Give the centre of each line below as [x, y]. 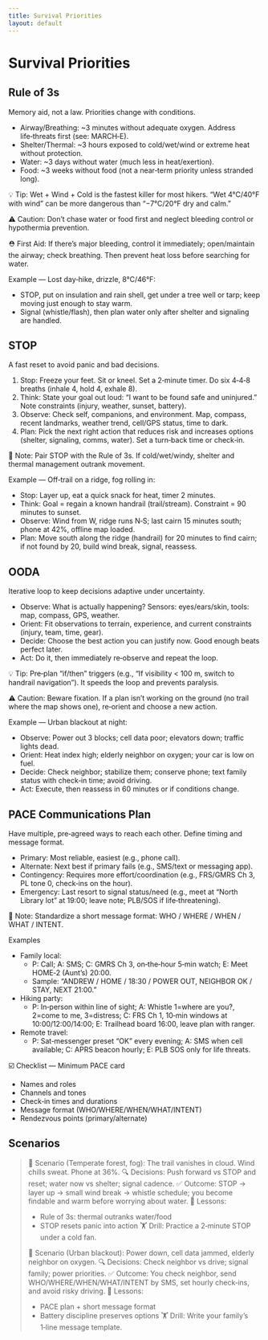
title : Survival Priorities [55, 16]
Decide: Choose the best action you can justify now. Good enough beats [140, 641]
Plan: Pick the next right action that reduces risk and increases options [137, 431]
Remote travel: [44, 1032]
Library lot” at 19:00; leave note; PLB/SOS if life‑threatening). [120, 900]
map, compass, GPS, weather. [70, 615]
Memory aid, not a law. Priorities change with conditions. [102, 112]
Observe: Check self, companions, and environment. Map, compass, [133, 415]
